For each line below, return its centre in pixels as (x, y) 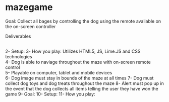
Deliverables (18, 36)
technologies (19, 56)
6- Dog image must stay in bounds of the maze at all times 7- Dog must (79, 78)
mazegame (29, 7)
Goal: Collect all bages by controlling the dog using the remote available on (83, 21)
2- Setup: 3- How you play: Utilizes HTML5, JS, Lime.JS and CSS (73, 51)
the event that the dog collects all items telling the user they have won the (82, 88)
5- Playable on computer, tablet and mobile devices (59, 72)
